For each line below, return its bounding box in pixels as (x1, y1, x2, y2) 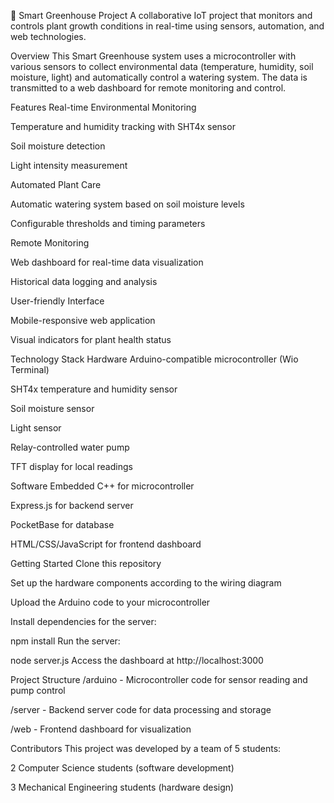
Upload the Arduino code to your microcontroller (10, 596, 211, 608)
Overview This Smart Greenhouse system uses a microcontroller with (10, 50, 297, 62)
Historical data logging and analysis (10, 276, 158, 287)
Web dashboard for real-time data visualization (10, 256, 204, 268)
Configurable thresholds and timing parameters (10, 218, 206, 229)
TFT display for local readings (10, 461, 133, 472)
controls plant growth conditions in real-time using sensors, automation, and (10, 20, 325, 32)
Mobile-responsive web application (10, 315, 156, 326)
